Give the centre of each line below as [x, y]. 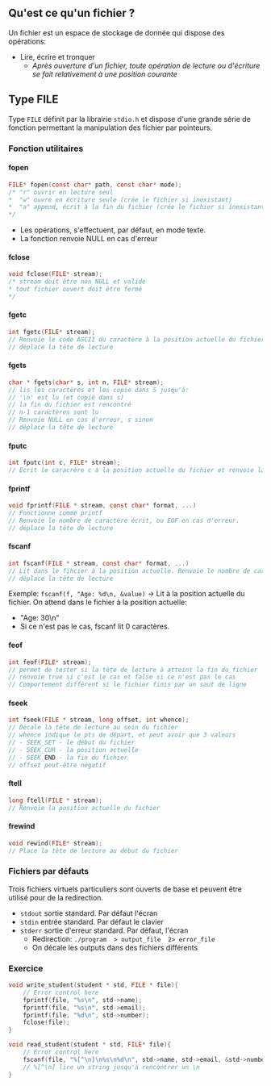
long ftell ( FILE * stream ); [56, 800]
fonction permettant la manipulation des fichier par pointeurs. [110, 127]
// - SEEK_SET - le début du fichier [72, 742]
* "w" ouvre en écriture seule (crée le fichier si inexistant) [120, 200]
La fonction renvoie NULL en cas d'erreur [89, 239]
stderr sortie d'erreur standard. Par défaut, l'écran [104, 930]
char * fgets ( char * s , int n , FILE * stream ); [86, 382]
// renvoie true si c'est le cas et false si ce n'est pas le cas [122, 677]
